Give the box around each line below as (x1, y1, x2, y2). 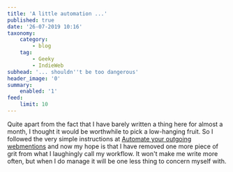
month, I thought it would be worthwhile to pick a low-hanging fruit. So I (7, 127, 213, 136)
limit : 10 (20, 101, 49, 108)
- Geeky (32, 56, 54, 63)
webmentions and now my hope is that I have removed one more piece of (7, 142, 218, 150)
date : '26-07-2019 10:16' (7, 23, 82, 30)
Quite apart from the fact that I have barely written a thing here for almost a (7, 120, 223, 128)
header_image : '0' (7, 75, 61, 82)
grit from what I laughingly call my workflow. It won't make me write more (7, 149, 218, 157)
